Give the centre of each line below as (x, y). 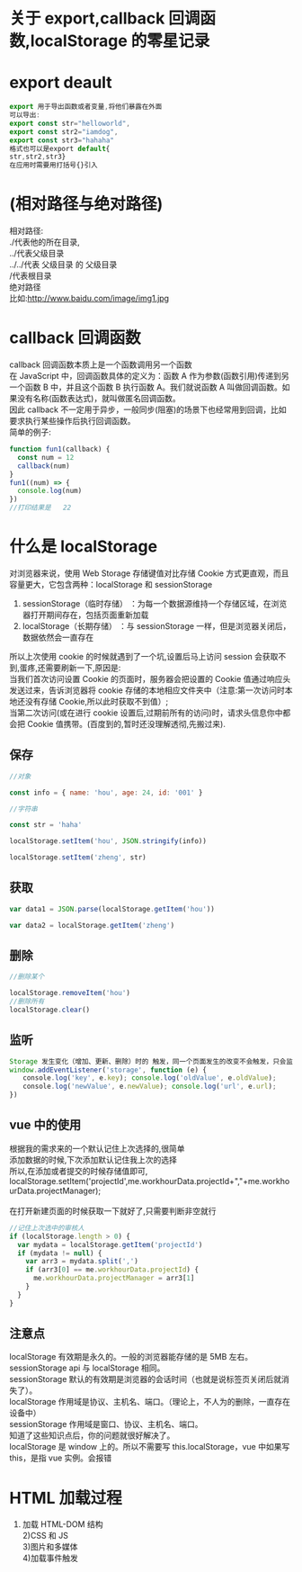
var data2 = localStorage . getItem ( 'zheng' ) (92, 925)
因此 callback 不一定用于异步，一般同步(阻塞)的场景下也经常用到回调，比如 (148, 409)
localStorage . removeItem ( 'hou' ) (70, 993)
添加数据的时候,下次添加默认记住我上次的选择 (93, 1159)
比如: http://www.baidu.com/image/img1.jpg (89, 299)
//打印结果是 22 (40, 508)
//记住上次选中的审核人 (47, 1228)
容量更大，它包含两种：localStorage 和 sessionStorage (111, 584)
